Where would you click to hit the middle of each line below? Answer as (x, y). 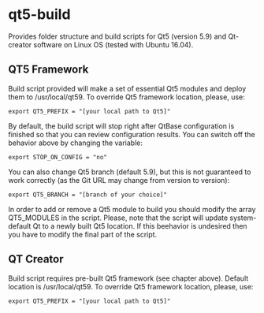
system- (243, 218)
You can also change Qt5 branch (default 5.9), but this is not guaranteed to (130, 172)
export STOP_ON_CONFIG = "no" (58, 157)
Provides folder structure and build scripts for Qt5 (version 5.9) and (117, 36)
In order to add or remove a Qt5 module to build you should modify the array (132, 209)
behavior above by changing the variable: (76, 143)
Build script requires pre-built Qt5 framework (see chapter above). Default (128, 278)
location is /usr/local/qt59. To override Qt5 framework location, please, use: (131, 286)
